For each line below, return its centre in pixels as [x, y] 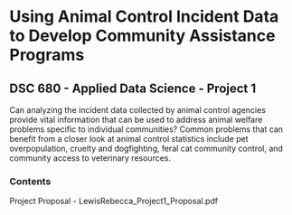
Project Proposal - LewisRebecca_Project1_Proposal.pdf [114, 201]
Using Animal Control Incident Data [144, 17]
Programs [47, 55]
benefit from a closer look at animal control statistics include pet [129, 139]
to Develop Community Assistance [142, 36]
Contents [30, 181]
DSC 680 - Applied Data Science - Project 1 [133, 88]
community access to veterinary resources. [90, 158]
